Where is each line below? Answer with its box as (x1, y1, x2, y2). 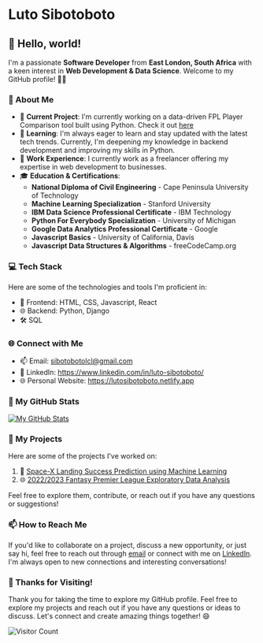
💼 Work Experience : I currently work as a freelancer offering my (19, 154, 229, 163)
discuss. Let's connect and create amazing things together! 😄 (8, 611, 210, 621)
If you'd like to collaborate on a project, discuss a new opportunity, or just (8, 540, 246, 549)
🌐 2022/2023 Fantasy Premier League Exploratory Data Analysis (19, 475, 231, 485)
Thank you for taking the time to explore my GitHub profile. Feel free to (8, 595, 238, 604)
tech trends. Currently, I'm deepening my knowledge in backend (19, 137, 228, 147)
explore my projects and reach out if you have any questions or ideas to (8, 603, 241, 612)
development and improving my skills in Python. (19, 146, 176, 155)
